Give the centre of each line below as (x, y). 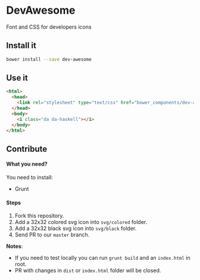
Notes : (15, 246)
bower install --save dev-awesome (49, 59)
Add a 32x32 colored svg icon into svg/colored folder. (81, 222)
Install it (21, 46)
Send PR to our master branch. (52, 235)
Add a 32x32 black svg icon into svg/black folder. (76, 228)
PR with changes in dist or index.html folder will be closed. (88, 270)
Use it (17, 78)
